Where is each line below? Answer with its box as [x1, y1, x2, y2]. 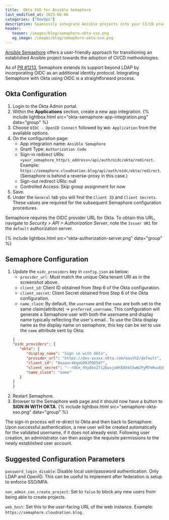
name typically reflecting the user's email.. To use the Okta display [20, 316, 158, 322]
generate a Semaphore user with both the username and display [20, 311, 153, 317]
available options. [12, 129, 49, 136]
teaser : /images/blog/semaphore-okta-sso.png [12, 31, 109, 36]
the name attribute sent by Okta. [20, 327, 84, 333]
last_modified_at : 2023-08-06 [5, 12, 69, 17]
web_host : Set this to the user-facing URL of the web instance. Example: [5, 503, 153, 509]
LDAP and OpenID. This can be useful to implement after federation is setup [5, 473, 162, 479]
